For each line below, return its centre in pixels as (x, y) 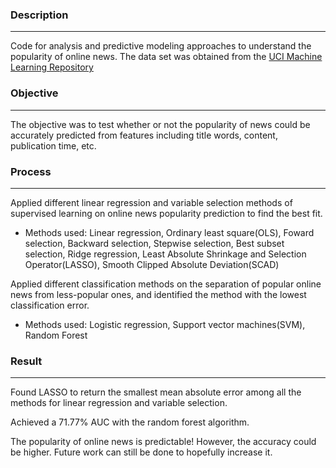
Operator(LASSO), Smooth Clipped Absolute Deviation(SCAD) (152, 264)
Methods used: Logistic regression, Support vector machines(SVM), (165, 324)
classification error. (50, 305)
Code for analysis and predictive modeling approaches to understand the (161, 46)
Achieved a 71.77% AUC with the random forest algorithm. (130, 422)
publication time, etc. (53, 145)
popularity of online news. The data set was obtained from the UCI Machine (166, 57)
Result (26, 361)
